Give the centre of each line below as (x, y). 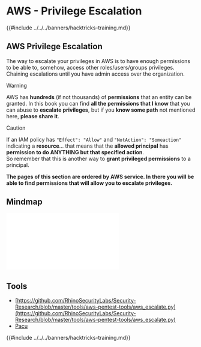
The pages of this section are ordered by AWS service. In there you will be (100, 177)
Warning (16, 85)
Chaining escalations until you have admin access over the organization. (95, 74)
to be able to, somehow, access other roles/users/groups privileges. (91, 67)
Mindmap (25, 202)
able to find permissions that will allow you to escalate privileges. (89, 183)
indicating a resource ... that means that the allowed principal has (88, 146)
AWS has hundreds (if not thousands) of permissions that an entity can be (99, 97)
